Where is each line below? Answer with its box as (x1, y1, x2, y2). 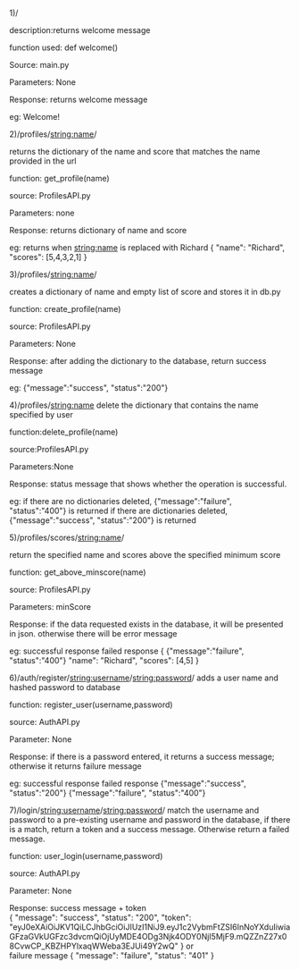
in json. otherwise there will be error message (9, 628, 178, 638)
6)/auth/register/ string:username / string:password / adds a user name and (9, 672, 279, 683)
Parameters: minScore (9, 602, 92, 612)
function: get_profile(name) (9, 173, 110, 183)
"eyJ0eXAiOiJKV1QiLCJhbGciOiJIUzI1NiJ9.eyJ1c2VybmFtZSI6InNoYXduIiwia (9, 922, 291, 932)
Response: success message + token (9, 903, 147, 913)
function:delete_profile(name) (9, 426, 119, 437)
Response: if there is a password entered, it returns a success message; (9, 751, 275, 762)
